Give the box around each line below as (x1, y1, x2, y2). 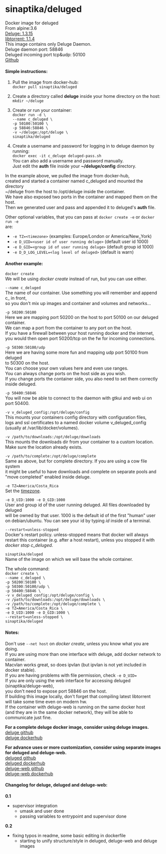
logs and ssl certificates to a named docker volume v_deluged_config (5, 420, 147, 426)
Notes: (5, 629, 20, 635)
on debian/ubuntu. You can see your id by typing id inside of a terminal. (5, 518, 151, 524)
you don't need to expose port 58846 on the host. (5, 688, 108, 694)
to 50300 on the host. (5, 360, 50, 366)
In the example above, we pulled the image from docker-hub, (5, 173, 130, 179)
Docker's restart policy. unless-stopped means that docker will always (5, 532, 149, 538)
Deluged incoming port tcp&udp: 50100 (5, 51, 86, 58)
